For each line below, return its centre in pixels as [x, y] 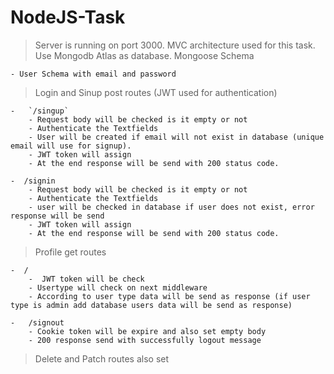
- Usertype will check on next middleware [118, 287]
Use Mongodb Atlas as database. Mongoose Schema [144, 55]
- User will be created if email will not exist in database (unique [176, 137]
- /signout [37, 322]
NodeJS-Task [68, 17]
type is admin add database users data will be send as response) [151, 305]
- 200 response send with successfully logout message [145, 340]
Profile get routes [70, 252]
